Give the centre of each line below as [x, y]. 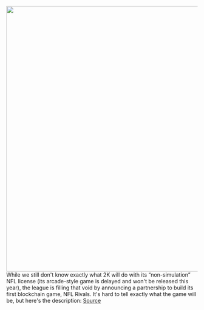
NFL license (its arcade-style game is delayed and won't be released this [97, 281]
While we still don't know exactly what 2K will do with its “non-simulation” [98, 275]
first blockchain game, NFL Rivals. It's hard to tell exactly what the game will [101, 294]
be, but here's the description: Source [54, 301]
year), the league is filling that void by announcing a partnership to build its [100, 288]
